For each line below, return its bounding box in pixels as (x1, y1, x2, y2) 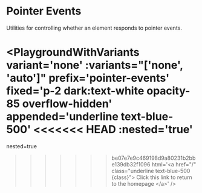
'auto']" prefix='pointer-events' (6, 71, 170, 85)
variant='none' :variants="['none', (6, 59, 183, 72)
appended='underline (6, 110, 119, 123)
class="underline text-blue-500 (111, 167, 191, 174)
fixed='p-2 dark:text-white (6, 84, 145, 98)
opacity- (146, 84, 191, 98)
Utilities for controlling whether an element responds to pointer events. (6, 24, 183, 31)
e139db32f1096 (111, 160, 151, 168)
